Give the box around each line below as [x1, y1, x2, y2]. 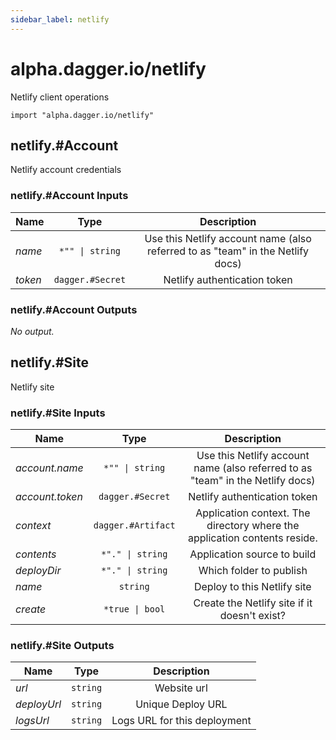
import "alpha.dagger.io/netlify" [10, 110, 155, 120]
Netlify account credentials [10, 164, 122, 176]
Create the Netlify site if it [193, 596, 313, 610]
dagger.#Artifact [93, 520, 176, 531]
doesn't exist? [219, 609, 287, 623]
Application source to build [189, 547, 317, 561]
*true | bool [103, 604, 166, 615]
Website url [154, 681, 208, 695]
